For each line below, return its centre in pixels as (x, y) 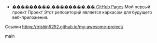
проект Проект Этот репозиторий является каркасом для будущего (82, 12)
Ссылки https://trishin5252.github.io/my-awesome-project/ (64, 27)
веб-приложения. (30, 17)
